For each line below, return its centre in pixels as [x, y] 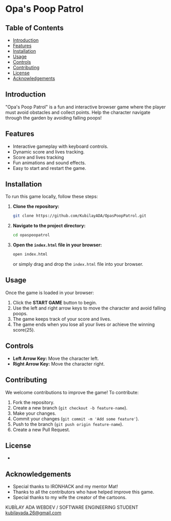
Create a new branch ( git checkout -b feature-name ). [70, 408]
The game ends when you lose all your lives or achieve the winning [84, 324]
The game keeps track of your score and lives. [62, 319]
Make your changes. [34, 413]
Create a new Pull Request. [41, 430]
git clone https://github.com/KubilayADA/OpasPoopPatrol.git [80, 216]
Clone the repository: [36, 206]
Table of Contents [35, 28]
